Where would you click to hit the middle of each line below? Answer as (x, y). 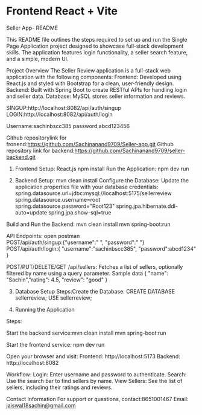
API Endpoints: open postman (43, 236)
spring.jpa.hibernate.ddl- (147, 206)
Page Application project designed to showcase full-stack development (95, 46)
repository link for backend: (41, 150)
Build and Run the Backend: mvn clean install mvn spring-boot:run (88, 224)
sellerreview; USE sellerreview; (53, 298)
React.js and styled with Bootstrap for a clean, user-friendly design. (90, 83)
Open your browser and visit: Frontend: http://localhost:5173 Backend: (93, 356)
